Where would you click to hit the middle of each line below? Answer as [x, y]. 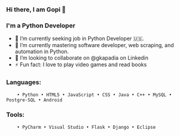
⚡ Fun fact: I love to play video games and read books [81, 64]
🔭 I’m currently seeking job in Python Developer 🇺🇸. [79, 39]
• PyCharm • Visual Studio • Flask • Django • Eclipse [86, 127]
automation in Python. [42, 52]
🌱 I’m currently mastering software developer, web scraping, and [94, 45]
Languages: [24, 82]
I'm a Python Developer [41, 25]
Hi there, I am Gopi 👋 [36, 10]
